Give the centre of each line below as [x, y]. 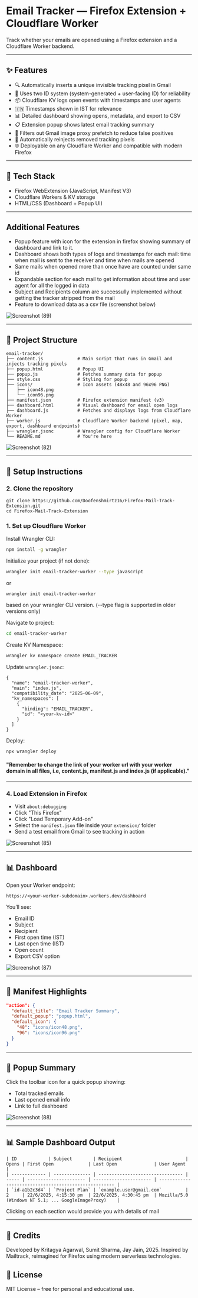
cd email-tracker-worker [37, 633]
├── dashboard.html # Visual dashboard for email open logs [92, 406]
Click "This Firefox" [38, 813]
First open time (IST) [39, 937]
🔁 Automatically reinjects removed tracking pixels [75, 139]
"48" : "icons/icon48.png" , [50, 1028]
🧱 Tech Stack [31, 177]
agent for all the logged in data [52, 286]
